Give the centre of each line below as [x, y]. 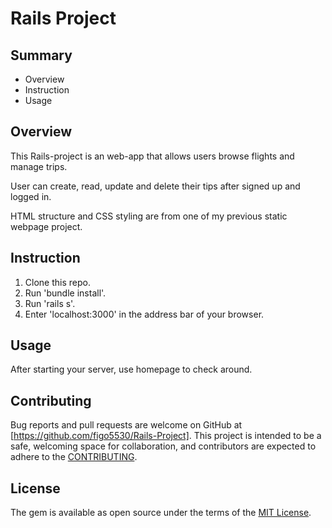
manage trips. [39, 166]
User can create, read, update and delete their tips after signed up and [155, 186]
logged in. [31, 196]
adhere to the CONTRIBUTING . [74, 457]
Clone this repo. [57, 282]
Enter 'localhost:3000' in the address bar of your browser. [144, 314]
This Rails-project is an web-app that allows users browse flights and [152, 156]
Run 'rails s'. [50, 303]
